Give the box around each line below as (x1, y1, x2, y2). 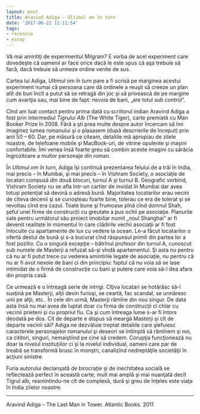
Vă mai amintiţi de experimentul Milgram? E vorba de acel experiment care (6, 53, 189, 60)
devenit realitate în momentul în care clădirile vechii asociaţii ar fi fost (6, 221, 176, 228)
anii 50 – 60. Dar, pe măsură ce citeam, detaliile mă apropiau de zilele (6, 133, 176, 140)
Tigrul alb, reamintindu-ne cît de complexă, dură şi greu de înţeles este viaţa (6, 378, 193, 384)
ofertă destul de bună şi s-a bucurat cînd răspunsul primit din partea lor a (6, 234, 186, 241)
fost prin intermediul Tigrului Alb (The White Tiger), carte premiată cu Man (6, 114, 189, 121)
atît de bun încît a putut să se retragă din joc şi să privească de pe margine (6, 90, 189, 97)
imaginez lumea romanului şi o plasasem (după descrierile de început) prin (6, 127, 189, 134)
